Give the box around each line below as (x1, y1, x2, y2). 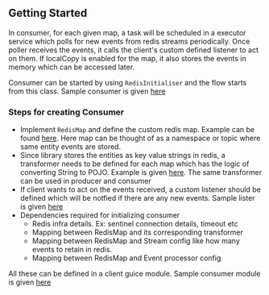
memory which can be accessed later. (8, 62, 135, 72)
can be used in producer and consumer (19, 177, 151, 186)
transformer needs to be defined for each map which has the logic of (19, 159, 250, 168)
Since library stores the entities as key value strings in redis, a (19, 151, 226, 160)
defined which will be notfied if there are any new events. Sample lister (19, 193, 255, 203)
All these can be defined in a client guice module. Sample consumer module (8, 269, 261, 279)
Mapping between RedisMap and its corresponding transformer (31, 227, 244, 237)
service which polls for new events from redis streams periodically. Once (8, 36, 250, 46)
